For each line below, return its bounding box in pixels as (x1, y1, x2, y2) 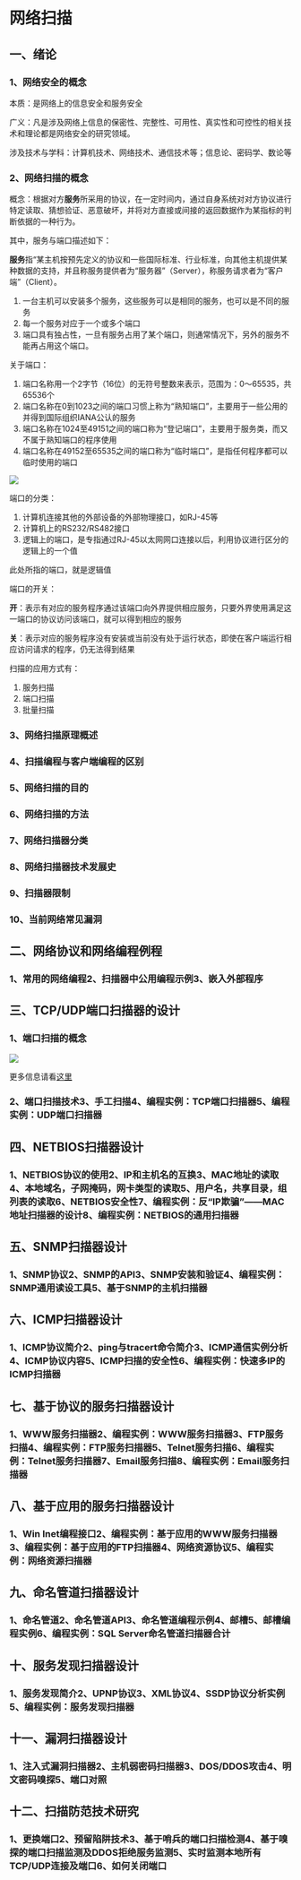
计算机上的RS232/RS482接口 (21, 523, 130, 534)
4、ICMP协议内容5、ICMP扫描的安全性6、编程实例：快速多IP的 (9, 1355, 286, 1367)
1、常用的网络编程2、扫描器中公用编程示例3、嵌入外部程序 (9, 972, 264, 985)
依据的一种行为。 (16, 216, 81, 227)
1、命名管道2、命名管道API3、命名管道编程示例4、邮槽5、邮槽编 (9, 1614, 291, 1626)
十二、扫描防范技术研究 (9, 1804, 139, 1819)
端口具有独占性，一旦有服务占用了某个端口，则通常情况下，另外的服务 (21, 329, 282, 341)
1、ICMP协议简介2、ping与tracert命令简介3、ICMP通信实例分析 (9, 1341, 288, 1354)
